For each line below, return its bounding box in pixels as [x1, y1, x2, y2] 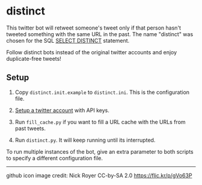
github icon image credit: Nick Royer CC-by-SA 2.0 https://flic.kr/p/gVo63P [6, 172, 192, 179]
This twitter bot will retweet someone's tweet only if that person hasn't [6, 24, 182, 31]
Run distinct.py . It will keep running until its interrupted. [14, 136, 156, 143]
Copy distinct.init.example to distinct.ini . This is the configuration [14, 89, 190, 96]
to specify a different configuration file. [6, 154, 103, 161]
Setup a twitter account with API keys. [14, 107, 109, 114]
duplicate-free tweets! [6, 55, 61, 62]
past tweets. [14, 125, 46, 132]
